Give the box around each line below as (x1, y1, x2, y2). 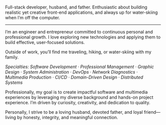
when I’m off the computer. (5, 15, 60, 20)
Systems (5, 80, 23, 85)
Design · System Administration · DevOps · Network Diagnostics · (5, 69, 138, 75)
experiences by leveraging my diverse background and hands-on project (5, 94, 154, 100)
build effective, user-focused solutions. (5, 40, 85, 45)
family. (5, 54, 19, 60)
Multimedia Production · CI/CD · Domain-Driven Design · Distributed (5, 74, 143, 80)
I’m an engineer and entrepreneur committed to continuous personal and (5, 29, 153, 35)
